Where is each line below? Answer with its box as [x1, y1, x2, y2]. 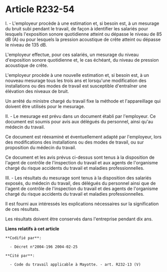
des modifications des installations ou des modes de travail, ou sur [5, 139, 144, 145]
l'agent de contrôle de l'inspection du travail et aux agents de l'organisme [5, 159, 158, 165]
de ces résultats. [5, 206, 40, 212]
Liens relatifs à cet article [5, 225, 60, 232]
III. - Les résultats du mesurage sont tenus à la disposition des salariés [5, 174, 152, 180]
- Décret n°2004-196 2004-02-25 [10, 244, 78, 249]
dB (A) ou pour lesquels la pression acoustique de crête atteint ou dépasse [5, 36, 161, 42]
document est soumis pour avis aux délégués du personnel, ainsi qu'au [5, 118, 153, 124]
